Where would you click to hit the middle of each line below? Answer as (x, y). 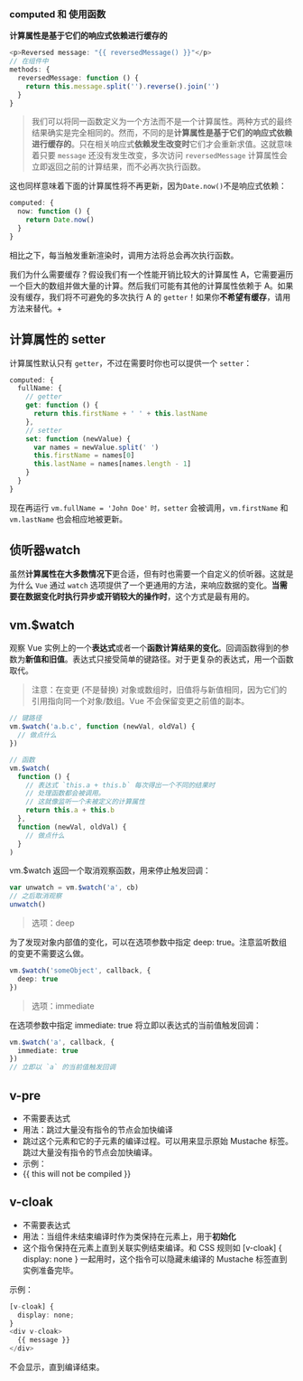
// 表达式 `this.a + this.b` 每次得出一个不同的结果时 (120, 785)
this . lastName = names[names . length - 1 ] (112, 464)
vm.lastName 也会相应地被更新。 (69, 519)
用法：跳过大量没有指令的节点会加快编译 (97, 1130)
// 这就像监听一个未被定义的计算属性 (86, 802)
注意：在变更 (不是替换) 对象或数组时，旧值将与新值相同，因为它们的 (159, 690)
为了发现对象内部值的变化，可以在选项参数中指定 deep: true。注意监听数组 (148, 943)
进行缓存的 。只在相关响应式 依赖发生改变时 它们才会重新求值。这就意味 (162, 144)
